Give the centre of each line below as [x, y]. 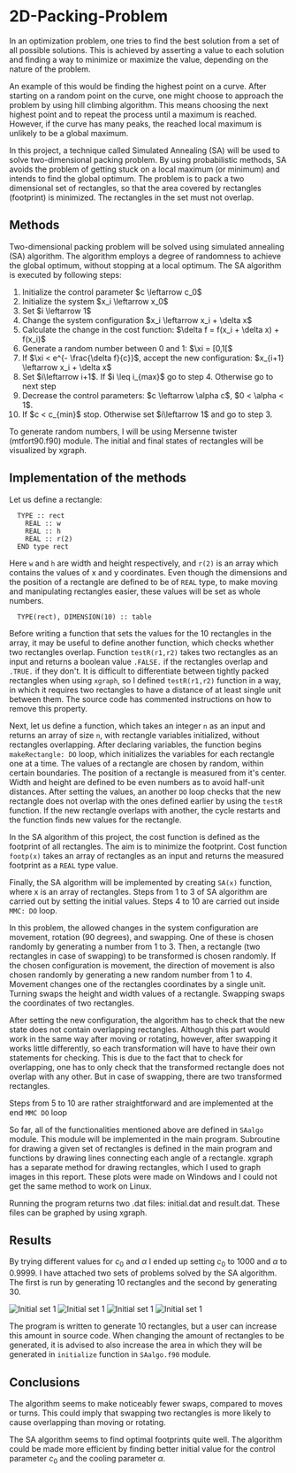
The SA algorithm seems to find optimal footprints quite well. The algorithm [146, 1439]
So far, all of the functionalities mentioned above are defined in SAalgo [137, 1130]
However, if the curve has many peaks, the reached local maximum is [136, 123]
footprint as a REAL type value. [64, 865]
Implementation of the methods [98, 478]
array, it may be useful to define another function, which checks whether [141, 643]
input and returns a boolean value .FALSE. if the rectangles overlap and [138, 661]
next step [39, 386]
